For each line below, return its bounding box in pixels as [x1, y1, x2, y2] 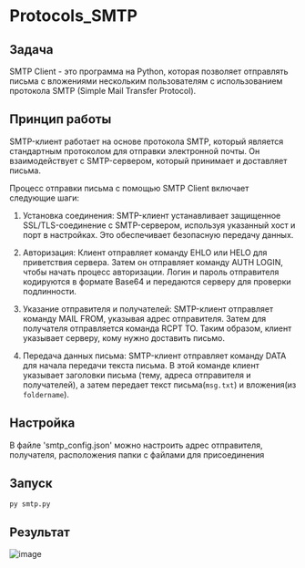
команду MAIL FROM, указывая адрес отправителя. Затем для [22, 313, 267, 324]
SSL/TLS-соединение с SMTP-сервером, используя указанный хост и [22, 220, 296, 231]
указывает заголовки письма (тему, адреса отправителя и [22, 369, 251, 380]
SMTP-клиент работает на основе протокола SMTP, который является [9, 136, 284, 147]
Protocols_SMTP [9, 5, 138, 26]
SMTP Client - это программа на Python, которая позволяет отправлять [9, 66, 289, 77]
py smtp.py [9, 500, 51, 509]
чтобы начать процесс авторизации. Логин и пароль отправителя [22, 266, 280, 277]
